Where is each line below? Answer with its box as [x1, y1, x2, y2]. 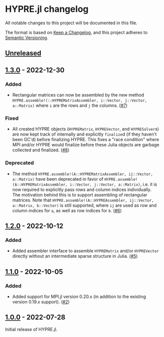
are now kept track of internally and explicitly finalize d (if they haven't [12, 131, 157, 137]
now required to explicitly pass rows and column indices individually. [12, 187, 152, 193]
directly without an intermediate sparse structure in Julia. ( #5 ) [12, 253, 138, 259]
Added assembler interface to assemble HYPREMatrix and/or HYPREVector [12, 248, 159, 254]
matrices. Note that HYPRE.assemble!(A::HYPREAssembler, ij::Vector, [12, 197, 154, 203]
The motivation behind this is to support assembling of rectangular [12, 192, 148, 197]
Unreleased [5, 49, 42, 57]
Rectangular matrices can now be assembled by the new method [12, 92, 144, 98]
